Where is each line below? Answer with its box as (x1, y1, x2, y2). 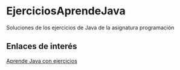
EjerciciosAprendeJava (6, 4, 126, 18)
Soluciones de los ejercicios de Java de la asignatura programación (6, 24, 175, 31)
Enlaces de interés (6, 41, 77, 51)
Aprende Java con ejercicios (6, 57, 77, 64)
